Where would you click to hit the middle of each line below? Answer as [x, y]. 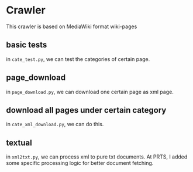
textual [19, 142]
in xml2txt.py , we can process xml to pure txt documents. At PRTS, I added [97, 157]
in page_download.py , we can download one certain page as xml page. [90, 92]
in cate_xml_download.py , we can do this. [55, 124]
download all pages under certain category [86, 110]
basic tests [27, 45]
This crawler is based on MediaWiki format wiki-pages [72, 26]
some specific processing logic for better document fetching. [80, 163]
